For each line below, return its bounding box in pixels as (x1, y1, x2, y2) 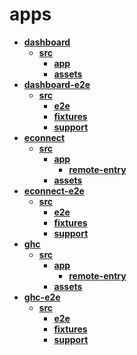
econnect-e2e (23, 184, 85, 197)
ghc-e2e (23, 291, 61, 303)
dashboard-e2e (23, 78, 91, 90)
